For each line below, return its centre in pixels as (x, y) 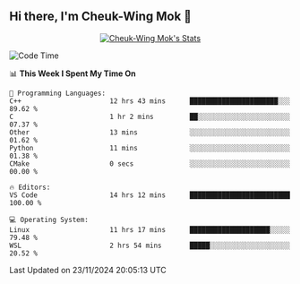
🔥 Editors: (30, 187)
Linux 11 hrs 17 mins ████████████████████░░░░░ (150, 229)
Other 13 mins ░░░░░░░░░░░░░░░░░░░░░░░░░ (150, 132)
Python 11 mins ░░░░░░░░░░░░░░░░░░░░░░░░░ (150, 148)
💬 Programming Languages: (57, 93)
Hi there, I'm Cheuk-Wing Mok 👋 (101, 17)
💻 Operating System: (49, 219)
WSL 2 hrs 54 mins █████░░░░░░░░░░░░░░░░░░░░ (150, 245)
